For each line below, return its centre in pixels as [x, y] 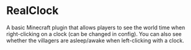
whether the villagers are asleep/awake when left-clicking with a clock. [95, 40]
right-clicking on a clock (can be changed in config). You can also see [94, 34]
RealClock [33, 11]
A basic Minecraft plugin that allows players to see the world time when [96, 27]
